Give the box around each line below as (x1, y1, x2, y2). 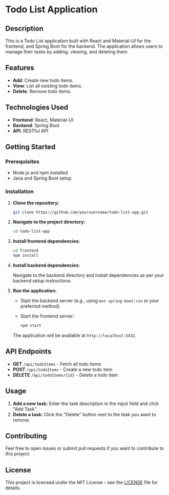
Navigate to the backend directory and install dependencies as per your (12, 272, 164, 278)
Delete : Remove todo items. (12, 88, 72, 94)
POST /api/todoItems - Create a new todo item (12, 366, 113, 373)
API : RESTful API (12, 128, 49, 134)
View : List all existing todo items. (12, 82, 83, 89)
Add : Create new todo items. (12, 77, 74, 83)
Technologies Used (5, 103, 68, 112)
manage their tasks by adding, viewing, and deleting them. (5, 49, 129, 55)
